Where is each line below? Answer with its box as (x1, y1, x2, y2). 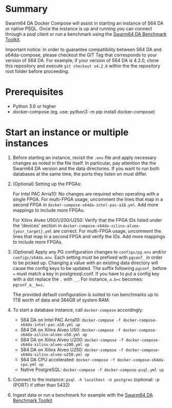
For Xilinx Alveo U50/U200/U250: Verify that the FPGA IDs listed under (12, 217, 162, 223)
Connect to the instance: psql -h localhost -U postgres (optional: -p (12, 376, 160, 382)
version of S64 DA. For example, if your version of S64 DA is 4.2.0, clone (5, 57, 159, 63)
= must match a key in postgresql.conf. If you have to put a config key (12, 270, 160, 277)
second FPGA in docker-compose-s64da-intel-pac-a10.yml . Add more (12, 201, 159, 208)
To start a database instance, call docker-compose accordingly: (12, 306, 144, 313)
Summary (5, 3, 48, 15)
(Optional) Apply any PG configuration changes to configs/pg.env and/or (12, 248, 166, 255)
